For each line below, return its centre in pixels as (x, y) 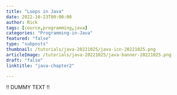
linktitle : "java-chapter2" (40, 66)
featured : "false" (28, 38)
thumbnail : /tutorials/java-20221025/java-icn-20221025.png (81, 50)
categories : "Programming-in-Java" (50, 33)
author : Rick (22, 22)
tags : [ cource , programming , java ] (47, 28)
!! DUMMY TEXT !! (28, 87)
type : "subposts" (27, 44)
